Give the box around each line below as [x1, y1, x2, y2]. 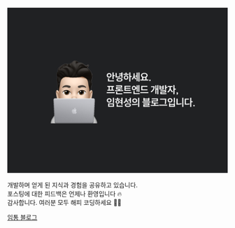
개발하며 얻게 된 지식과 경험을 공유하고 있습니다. [7, 181, 138, 189]
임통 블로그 [7, 213, 38, 221]
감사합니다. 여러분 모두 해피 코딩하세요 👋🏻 [7, 199, 122, 206]
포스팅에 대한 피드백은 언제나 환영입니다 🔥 [7, 190, 122, 198]
